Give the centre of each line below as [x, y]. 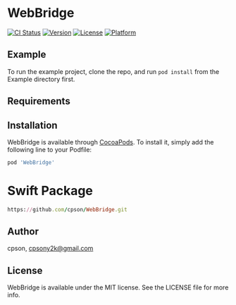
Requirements [39, 101]
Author [23, 231]
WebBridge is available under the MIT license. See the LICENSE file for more [118, 287]
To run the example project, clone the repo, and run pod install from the [113, 71]
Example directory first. [41, 79]
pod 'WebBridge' [31, 162]
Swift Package [50, 191]
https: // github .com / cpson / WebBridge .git [68, 209]
